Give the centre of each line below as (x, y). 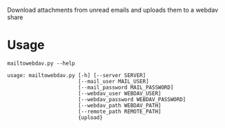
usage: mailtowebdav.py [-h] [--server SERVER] (77, 75)
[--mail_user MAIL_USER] (114, 81)
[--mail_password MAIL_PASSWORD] (126, 87)
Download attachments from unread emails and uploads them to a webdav (113, 10)
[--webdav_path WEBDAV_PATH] (120, 105)
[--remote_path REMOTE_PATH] (120, 111)
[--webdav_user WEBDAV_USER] (120, 93)
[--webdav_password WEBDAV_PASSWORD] (132, 99)
